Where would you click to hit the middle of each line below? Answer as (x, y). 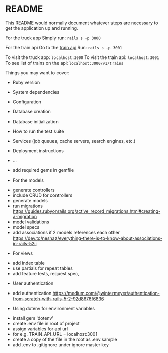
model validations (31, 222)
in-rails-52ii (24, 243)
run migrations (27, 206)
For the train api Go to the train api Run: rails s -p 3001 (64, 47)
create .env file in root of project (46, 323)
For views (23, 253)
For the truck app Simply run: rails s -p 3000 (53, 38)
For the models (28, 180)
